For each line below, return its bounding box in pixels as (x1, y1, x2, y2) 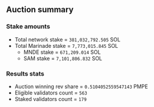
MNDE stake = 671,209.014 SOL (23, 48, 101, 56)
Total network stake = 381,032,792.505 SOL (14, 35, 121, 43)
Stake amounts (6, 22, 50, 31)
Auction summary (6, 5, 74, 15)
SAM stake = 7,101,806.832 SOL (23, 54, 103, 61)
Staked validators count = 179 (14, 95, 87, 102)
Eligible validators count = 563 (14, 89, 87, 96)
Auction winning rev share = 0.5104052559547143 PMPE (14, 83, 149, 90)
